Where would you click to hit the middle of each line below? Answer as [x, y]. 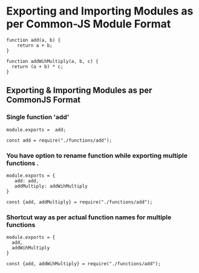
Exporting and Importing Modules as [100, 11]
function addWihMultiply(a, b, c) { [52, 61]
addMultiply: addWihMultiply [51, 186]
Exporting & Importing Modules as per [79, 90]
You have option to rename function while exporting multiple [97, 156]
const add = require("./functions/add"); [59, 140]
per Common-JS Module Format [89, 24]
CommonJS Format [44, 100]
